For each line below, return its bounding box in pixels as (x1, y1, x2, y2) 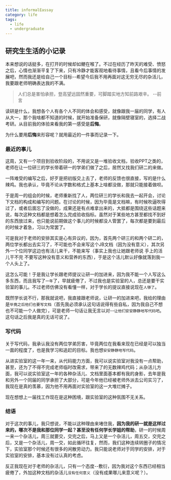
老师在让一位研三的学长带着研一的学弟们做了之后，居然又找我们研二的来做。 (5, 164, 166, 171)
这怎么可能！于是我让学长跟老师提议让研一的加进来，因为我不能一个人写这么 (5, 271, 166, 277)
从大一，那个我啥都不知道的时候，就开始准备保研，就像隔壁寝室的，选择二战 (5, 114, 166, 120)
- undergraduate (10, 26, 44, 32)
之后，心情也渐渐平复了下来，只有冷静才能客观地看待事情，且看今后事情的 (5, 67, 161, 73)
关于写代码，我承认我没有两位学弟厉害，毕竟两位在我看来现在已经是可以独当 (5, 341, 166, 347)
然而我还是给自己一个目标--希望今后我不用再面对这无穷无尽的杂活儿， (18, 73, 165, 79)
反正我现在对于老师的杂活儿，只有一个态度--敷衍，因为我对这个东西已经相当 (5, 463, 165, 469)
